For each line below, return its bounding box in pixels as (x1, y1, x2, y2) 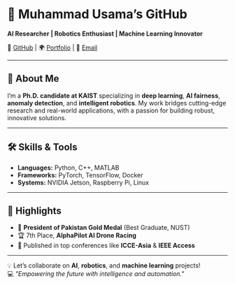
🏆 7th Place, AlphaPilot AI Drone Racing (17, 231, 136, 240)
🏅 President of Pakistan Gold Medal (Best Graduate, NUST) (17, 224, 190, 232)
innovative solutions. (7, 113, 66, 122)
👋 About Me (7, 73, 59, 85)
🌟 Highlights (7, 205, 62, 217)
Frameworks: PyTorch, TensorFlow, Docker (17, 170, 143, 179)
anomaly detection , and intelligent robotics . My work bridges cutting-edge (7, 98, 227, 107)
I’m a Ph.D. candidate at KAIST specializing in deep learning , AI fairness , (7, 91, 220, 100)
